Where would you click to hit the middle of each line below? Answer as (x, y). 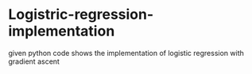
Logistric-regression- (81, 15)
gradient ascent (34, 61)
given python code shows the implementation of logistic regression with (126, 53)
